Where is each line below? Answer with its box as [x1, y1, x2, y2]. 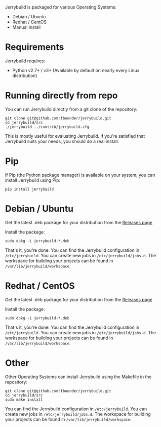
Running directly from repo [5, 90, 118, 101]
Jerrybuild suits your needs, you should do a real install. [5, 138, 120, 144]
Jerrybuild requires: [5, 58, 45, 64]
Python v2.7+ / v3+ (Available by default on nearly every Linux [12, 67, 140, 73]
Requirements [5, 41, 64, 53]
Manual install [12, 24, 41, 30]
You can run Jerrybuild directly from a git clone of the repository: [5, 106, 138, 112]
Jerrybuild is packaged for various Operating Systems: [5, 4, 117, 10]
